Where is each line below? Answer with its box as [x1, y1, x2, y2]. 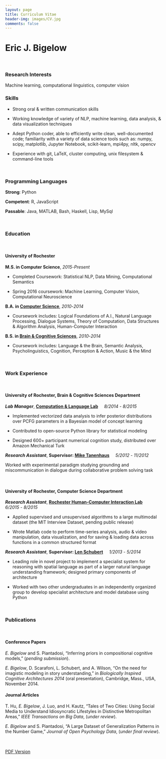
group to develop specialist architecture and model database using [12, 589, 149, 595]
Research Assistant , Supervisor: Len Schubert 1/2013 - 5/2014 [5, 549, 141, 555]
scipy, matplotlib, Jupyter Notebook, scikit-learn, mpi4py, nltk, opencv [12, 141, 156, 147]
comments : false [5, 21, 39, 26]
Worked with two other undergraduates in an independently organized [12, 584, 156, 590]
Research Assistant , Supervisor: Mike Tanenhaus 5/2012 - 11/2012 [5, 452, 149, 458]
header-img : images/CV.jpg [5, 16, 61, 21]
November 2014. [5, 681, 39, 687]
